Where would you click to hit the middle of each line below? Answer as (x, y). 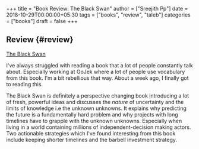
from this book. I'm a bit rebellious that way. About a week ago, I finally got (97, 78)
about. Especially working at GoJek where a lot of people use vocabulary (96, 72)
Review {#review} (40, 40)
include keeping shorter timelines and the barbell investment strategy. (91, 140)
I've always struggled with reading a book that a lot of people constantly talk (99, 65)
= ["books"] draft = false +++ (42, 21)
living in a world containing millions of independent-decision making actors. (99, 127)
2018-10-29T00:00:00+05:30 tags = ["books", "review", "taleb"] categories (99, 15)
